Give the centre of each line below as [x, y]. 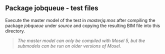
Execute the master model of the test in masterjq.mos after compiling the [80, 20]
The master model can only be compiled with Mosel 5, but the [81, 40]
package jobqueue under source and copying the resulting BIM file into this [83, 25]
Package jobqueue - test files [52, 8]
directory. [15, 31]
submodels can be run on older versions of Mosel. [69, 46]
